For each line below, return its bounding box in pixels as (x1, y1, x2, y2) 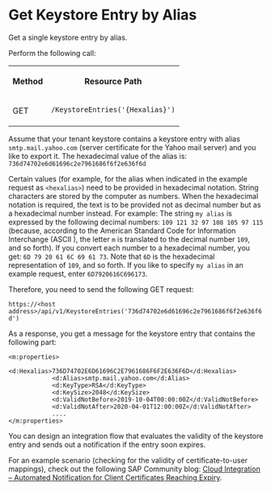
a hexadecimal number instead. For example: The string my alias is (8, 208, 232, 218)
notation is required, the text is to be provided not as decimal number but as (8, 200, 261, 209)
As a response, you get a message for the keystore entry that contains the (8, 329, 256, 338)
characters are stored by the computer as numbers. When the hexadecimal (8, 191, 259, 200)
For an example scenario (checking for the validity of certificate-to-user (8, 455, 248, 465)
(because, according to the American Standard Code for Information (8, 226, 236, 235)
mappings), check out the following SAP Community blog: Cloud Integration (8, 464, 260, 474)
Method (12, 75, 44, 87)
